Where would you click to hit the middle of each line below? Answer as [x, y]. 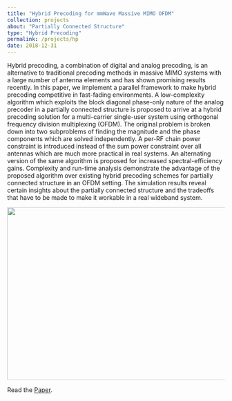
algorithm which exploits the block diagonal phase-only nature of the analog [116, 102]
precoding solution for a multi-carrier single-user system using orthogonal [113, 117]
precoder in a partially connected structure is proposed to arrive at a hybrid [115, 109]
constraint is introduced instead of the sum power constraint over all [104, 146]
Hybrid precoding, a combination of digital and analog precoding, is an [108, 65]
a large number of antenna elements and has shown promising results [106, 80]
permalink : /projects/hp [43, 39]
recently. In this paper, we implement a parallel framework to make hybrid [112, 87]
